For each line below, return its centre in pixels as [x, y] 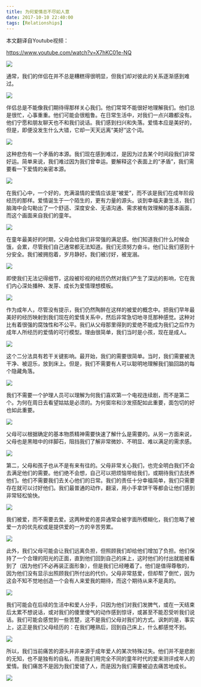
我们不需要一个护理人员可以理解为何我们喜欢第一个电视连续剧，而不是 [93, 395]
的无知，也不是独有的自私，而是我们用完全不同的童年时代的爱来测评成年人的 [100, 659]
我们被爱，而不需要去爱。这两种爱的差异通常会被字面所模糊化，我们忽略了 [98, 519]
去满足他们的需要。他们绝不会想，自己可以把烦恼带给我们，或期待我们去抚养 [100, 473]
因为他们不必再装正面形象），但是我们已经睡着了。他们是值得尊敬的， [107, 566]
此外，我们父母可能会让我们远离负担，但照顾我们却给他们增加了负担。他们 [98, 551]
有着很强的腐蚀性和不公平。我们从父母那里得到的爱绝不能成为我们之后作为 [103, 325]
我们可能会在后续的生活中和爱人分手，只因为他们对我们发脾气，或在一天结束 [100, 605]
